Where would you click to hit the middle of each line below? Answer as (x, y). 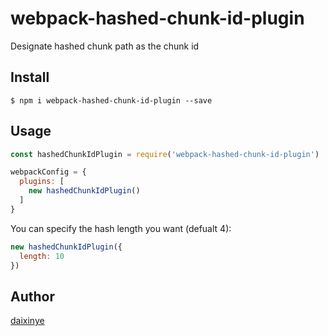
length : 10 (42, 256)
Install (30, 77)
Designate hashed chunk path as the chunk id (105, 46)
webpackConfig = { (48, 172)
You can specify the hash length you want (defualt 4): (121, 228)
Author (32, 296)
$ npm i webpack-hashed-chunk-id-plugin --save (111, 100)
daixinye (27, 321)
